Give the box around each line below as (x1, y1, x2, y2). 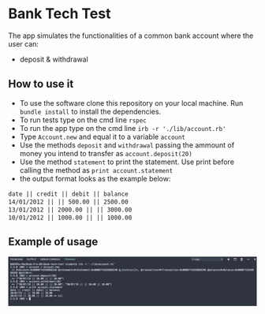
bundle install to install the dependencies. (19, 107, 162, 116)
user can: (8, 39, 39, 48)
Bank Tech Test (8, 5, 111, 23)
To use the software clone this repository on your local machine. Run (19, 98, 244, 107)
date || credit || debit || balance (8, 190, 129, 198)
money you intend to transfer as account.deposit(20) (19, 148, 193, 158)
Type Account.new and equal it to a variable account (19, 132, 186, 141)
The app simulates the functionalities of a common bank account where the (8, 31, 254, 40)
